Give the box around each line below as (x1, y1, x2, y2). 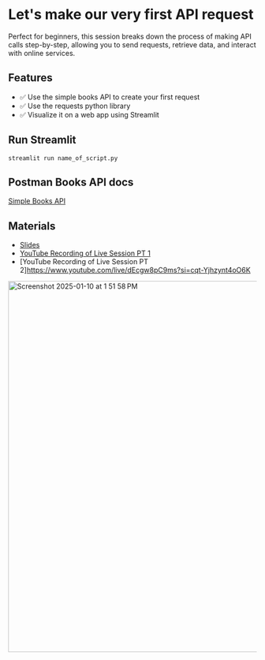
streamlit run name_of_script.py (8, 154, 118, 162)
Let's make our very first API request (8, 6, 254, 24)
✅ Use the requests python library (19, 101, 131, 110)
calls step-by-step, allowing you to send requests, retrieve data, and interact (8, 39, 256, 49)
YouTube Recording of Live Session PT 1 (19, 248, 151, 258)
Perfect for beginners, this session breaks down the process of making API (8, 32, 252, 41)
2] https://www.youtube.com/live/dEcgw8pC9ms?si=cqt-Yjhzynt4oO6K (19, 266, 251, 275)
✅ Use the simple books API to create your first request (19, 92, 200, 102)
